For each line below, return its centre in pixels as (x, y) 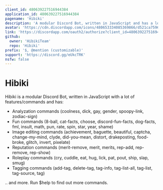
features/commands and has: (34, 102)
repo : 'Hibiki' (25, 46)
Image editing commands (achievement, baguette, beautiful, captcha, (81, 132)
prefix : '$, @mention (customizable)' (44, 50)
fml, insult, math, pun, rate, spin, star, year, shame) (63, 127)
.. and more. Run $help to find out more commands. (57, 183)
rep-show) (40, 153)
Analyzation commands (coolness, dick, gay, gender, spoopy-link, (78, 111)
